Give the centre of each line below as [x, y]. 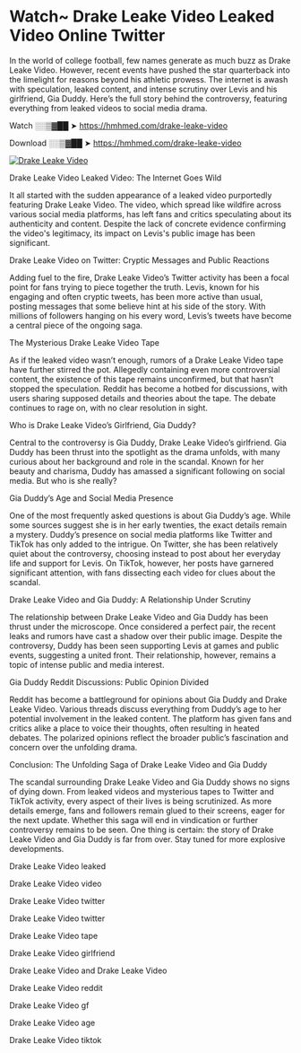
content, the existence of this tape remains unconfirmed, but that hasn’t [142, 379]
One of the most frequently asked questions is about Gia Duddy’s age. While [150, 515]
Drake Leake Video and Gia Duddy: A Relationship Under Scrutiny [130, 600]
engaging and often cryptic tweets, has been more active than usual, [136, 296]
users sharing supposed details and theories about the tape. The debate [142, 398]
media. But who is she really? [63, 480]
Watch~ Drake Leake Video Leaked [142, 17]
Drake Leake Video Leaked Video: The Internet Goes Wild [116, 178]
